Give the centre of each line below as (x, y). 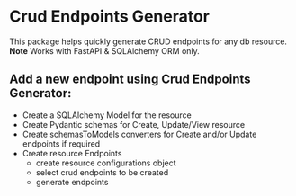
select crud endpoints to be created (102, 172)
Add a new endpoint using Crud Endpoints (130, 80)
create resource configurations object (106, 163)
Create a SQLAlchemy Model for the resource (107, 115)
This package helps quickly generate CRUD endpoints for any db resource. (148, 41)
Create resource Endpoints (72, 153)
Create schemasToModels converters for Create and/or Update (139, 134)
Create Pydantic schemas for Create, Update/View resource (134, 124)
